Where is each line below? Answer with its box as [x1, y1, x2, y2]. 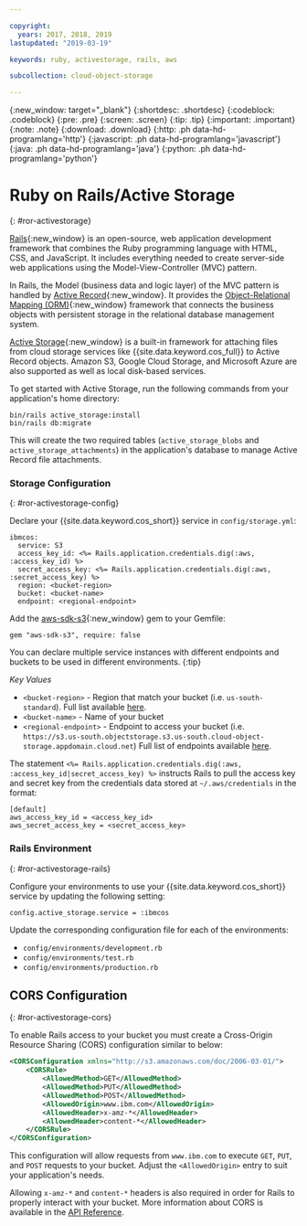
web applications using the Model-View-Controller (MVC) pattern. [9, 262, 258, 273]
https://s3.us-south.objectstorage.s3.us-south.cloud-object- [22, 732, 265, 741]
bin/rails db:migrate [9, 419, 92, 428]
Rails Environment [9, 842, 92, 855]
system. [9, 319, 39, 330]
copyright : [9, 21, 51, 30]
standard [22, 703, 57, 713]
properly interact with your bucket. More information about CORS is [9, 1197, 263, 1208]
